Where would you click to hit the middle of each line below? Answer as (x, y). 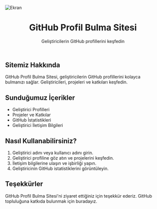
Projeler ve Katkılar (31, 115)
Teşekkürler (24, 184)
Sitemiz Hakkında (33, 65)
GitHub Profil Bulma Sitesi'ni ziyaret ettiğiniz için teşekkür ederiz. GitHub (78, 196)
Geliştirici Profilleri (31, 110)
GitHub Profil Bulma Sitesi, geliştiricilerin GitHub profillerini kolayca (73, 77)
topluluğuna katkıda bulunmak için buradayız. (51, 201)
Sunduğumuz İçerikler (40, 98)
